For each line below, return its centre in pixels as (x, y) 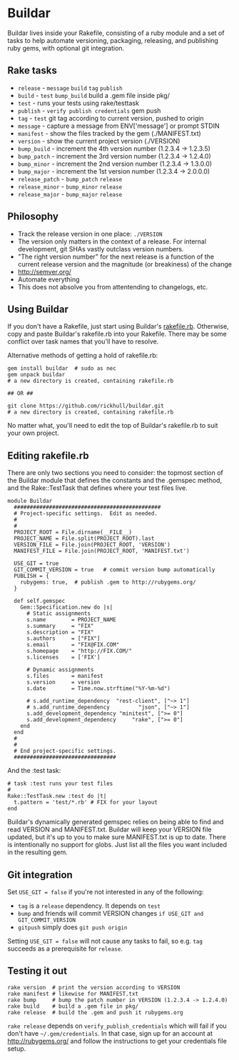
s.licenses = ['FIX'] (63, 657)
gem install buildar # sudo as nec (62, 369)
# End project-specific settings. (65, 751)
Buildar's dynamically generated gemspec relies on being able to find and (116, 822)
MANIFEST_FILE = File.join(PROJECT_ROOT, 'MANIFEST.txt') (102, 551)
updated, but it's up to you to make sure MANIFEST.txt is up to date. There (117, 837)
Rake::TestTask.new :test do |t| (57, 796)
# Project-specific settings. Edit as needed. (86, 514)
